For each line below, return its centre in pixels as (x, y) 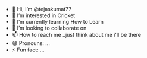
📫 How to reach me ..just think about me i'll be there (76, 35)
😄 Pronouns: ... (31, 43)
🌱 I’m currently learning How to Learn (58, 22)
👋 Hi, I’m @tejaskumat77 (42, 9)
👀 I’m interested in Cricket (43, 15)
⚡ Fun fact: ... (28, 50)
